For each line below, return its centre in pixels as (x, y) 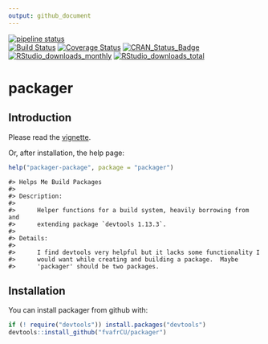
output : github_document (50, 16)
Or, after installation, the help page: (66, 153)
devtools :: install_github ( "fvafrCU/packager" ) (87, 333)
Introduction (40, 118)
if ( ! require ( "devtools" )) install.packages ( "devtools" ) (107, 325)
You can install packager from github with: (78, 310)
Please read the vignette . (50, 137)
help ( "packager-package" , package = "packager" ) (91, 167)
